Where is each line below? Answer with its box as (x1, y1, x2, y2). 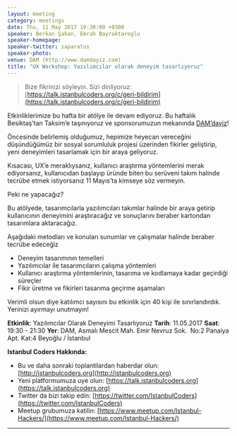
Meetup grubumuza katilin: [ (17, 406, 100, 415)
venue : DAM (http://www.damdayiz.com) (7, 57, 121, 64)
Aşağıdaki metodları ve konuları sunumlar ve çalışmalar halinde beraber (7, 232, 215, 241)
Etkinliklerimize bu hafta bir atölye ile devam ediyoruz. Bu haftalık (7, 111, 196, 120)
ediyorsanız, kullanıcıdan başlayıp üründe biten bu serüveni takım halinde (7, 168, 220, 177)
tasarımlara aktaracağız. (7, 219, 78, 227)
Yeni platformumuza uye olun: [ (17, 376, 109, 384)
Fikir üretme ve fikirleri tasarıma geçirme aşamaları (17, 284, 166, 292)
